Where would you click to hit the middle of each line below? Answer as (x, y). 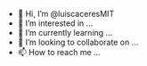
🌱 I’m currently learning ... (65, 33)
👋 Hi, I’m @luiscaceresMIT (66, 14)
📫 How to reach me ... (59, 52)
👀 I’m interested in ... (55, 23)
